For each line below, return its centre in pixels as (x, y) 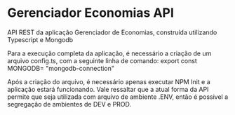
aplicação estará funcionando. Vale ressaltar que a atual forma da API (108, 89)
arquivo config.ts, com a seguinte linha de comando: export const (102, 60)
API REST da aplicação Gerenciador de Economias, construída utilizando (112, 32)
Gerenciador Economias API (90, 13)
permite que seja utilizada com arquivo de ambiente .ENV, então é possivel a (118, 97)
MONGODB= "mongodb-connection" (61, 68)
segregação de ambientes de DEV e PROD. (69, 104)
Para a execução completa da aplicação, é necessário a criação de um (109, 53)
